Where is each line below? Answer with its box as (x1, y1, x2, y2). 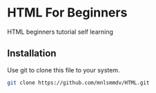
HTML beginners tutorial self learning (7, 28, 114, 36)
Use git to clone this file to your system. (7, 65, 120, 74)
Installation (7, 48, 57, 59)
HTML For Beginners (7, 5, 128, 21)
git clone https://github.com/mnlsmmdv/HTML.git (7, 79, 150, 86)
